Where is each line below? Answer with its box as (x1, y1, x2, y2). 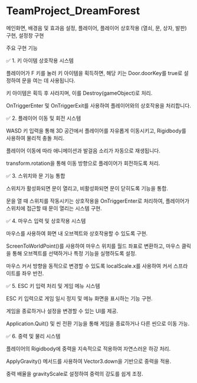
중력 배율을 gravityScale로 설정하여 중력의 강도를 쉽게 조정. (6, 370, 143, 377)
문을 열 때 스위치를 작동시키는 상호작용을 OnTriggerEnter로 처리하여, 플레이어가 (6, 197, 190, 205)
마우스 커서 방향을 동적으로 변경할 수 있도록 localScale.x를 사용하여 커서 (6, 262, 172, 270)
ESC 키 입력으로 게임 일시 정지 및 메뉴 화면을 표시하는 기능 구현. (6, 294, 153, 302)
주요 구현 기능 (6, 44, 38, 51)
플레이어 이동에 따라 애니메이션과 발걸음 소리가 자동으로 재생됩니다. (6, 147, 160, 154)
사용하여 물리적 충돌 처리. (6, 134, 65, 141)
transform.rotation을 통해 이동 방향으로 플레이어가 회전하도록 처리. (6, 160, 160, 167)
